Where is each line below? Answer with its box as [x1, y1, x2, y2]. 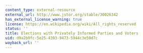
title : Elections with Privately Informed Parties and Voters [5, 31, 138, 36]
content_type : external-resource [5, 7, 76, 13]
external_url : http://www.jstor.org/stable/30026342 [5, 12, 118, 17]
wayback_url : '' [5, 40, 39, 45]
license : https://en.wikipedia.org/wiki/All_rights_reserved [5, 21, 136, 27]
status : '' [5, 26, 28, 31]
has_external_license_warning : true [5, 17, 82, 22]
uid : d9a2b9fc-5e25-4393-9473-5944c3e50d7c [5, 36, 98, 41]
